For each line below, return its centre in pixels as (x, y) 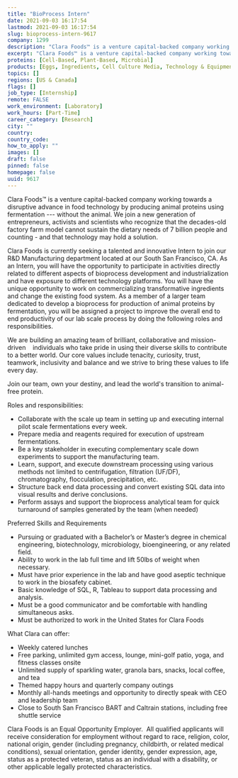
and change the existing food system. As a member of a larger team (107, 296)
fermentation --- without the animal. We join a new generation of (102, 214)
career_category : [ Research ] (50, 119)
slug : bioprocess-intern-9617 (52, 34)
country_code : (28, 139)
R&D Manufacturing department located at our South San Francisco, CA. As (118, 258)
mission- (204, 340)
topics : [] (23, 73)
